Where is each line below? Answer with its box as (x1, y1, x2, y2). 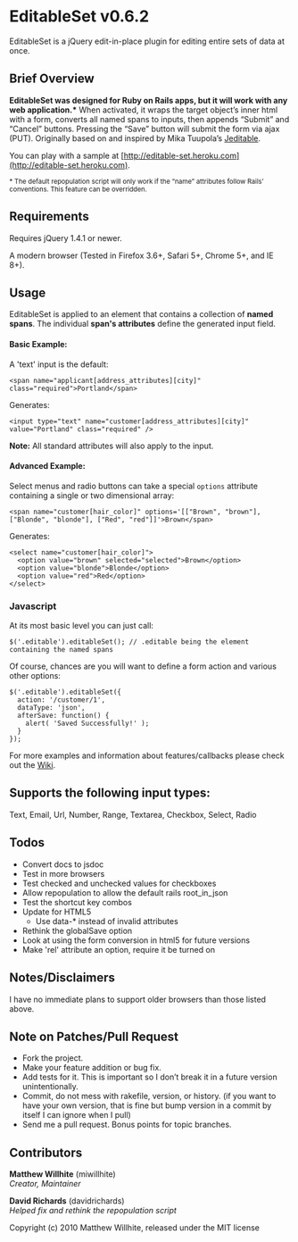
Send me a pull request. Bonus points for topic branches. (21, 1119, 232, 1130)
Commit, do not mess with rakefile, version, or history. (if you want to (21, 1091, 277, 1102)
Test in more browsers (21, 868, 105, 879)
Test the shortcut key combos (21, 896, 132, 907)
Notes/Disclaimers (9, 971, 116, 986)
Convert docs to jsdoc (21, 859, 104, 870)
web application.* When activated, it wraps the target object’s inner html (9, 104, 278, 115)
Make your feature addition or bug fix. (21, 1063, 162, 1073)
